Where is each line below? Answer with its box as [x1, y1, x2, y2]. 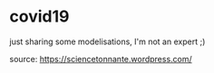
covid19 [9, 6, 70, 27]
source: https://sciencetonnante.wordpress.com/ [9, 53, 192, 64]
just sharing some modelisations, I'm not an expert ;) [9, 36, 206, 47]
